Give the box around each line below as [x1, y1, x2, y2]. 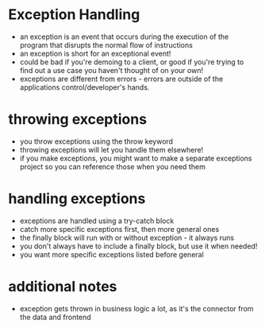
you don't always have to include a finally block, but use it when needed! [19, 241, 258, 251]
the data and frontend [19, 312, 91, 322]
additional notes [8, 278, 117, 295]
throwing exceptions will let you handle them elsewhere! [19, 145, 204, 154]
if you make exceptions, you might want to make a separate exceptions [19, 153, 252, 163]
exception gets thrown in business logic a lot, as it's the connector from [19, 303, 254, 313]
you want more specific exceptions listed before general [19, 249, 204, 259]
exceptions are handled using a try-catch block [19, 216, 175, 226]
